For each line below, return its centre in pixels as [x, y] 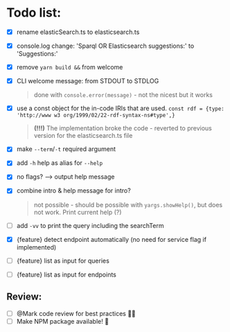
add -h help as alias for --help [60, 163]
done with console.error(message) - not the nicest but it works [123, 95]
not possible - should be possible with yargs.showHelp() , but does [128, 204]
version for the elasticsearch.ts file [83, 136]
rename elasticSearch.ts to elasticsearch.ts [78, 32]
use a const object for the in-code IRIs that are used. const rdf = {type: [120, 108]
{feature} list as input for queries [63, 261]
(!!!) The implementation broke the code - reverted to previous [123, 128]
